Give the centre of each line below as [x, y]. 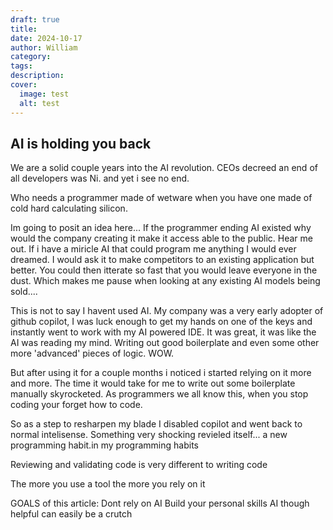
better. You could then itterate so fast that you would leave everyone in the [164, 270]
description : [37, 76]
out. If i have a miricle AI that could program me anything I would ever [153, 249]
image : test [44, 94]
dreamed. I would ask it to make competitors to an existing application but [162, 260]
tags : [21, 66]
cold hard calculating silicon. [69, 208]
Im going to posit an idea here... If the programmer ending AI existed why [161, 228]
